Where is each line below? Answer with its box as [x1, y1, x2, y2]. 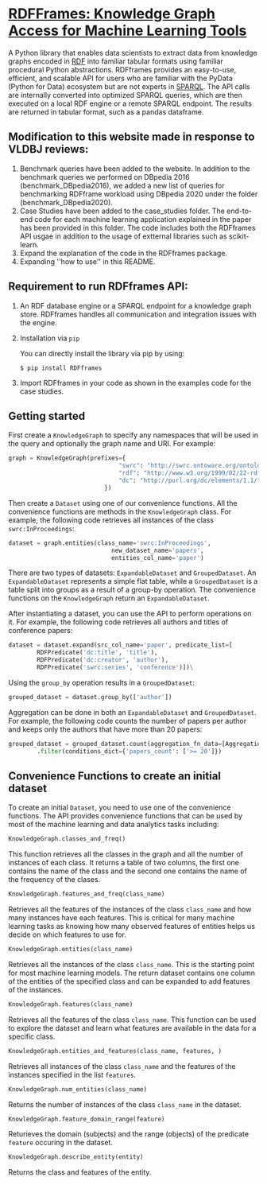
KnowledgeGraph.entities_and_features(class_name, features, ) [8, 1047, 222, 1055]
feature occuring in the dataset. [8, 1138, 113, 1148]
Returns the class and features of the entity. [8, 1168, 152, 1177]
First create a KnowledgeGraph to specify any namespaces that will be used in [8, 430, 259, 440]
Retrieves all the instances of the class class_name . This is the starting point [8, 959, 255, 969]
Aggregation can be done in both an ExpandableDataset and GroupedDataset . [8, 707, 257, 717]
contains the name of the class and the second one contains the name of [8, 866, 248, 876]
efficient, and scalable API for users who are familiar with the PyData [8, 73, 233, 83]
